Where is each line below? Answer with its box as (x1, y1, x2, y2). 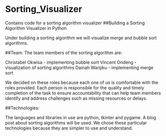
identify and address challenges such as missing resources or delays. (5, 95, 148, 101)
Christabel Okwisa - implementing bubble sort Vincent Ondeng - (5, 59, 137, 65)
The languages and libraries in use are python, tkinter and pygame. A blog (5, 114, 157, 120)
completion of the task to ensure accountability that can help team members (5, 90, 161, 96)
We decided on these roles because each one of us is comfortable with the (5, 79, 159, 85)
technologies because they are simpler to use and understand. (5, 125, 133, 131)
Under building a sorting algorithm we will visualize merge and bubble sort (5, 35, 157, 41)
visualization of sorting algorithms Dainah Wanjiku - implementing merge (5, 65, 154, 70)
